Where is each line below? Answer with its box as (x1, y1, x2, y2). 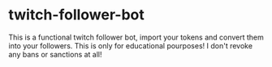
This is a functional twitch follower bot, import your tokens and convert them (8, 32, 264, 42)
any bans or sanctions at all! (8, 49, 103, 59)
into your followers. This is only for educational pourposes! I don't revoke (8, 40, 253, 50)
